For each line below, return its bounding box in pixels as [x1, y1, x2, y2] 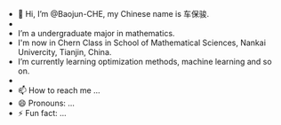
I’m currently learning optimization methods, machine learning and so [17, 57, 273, 66]
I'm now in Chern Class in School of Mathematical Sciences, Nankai [17, 37, 267, 48]
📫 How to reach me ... [17, 85, 100, 96]
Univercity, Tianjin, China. [17, 47, 112, 57]
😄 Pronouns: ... [17, 98, 76, 108]
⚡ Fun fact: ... [17, 108, 67, 118]
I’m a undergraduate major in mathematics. [17, 28, 175, 38]
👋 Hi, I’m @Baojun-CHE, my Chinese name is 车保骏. [17, 9, 210, 19]
